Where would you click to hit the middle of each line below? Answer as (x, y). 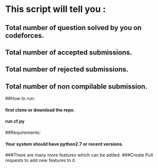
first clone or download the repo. (40, 110)
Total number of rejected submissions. (67, 69)
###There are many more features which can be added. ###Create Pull (79, 155)
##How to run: (20, 98)
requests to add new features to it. (41, 160)
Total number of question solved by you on (73, 28)
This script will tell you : (56, 9)
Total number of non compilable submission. (76, 86)
